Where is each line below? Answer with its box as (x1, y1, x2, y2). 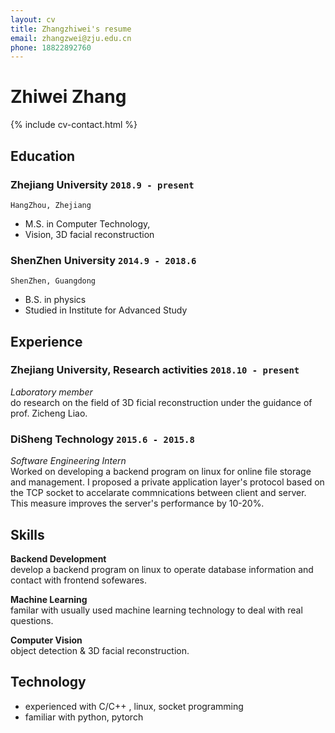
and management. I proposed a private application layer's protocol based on (10, 476, 325, 488)
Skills (10, 526, 45, 543)
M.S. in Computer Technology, (24, 217, 151, 230)
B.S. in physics (24, 294, 87, 306)
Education (10, 147, 76, 165)
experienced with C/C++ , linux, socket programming (24, 700, 244, 712)
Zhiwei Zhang (10, 86, 127, 108)
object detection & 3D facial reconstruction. (10, 644, 190, 656)
